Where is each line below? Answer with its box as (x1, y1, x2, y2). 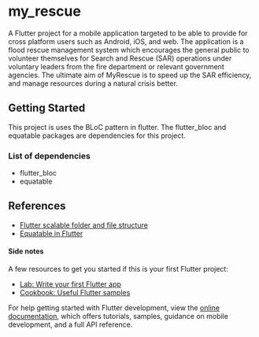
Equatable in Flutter (19, 228, 83, 238)
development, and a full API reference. (8, 320, 133, 329)
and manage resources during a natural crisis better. (8, 78, 179, 88)
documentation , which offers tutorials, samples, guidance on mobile (8, 312, 228, 321)
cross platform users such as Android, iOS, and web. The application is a (8, 36, 244, 46)
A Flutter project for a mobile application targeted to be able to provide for (8, 28, 248, 38)
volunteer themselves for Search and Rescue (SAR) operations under (8, 54, 232, 63)
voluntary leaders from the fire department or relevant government (8, 61, 224, 71)
